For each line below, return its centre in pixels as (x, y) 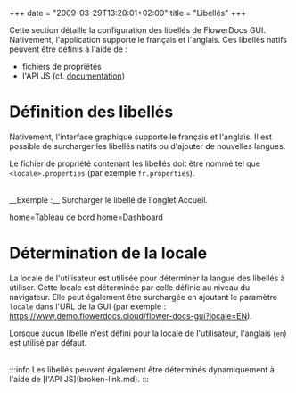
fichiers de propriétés (62, 67)
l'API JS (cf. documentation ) (73, 76)
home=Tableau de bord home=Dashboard (86, 217)
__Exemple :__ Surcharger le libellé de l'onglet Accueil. (108, 199)
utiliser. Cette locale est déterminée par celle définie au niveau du (130, 287)
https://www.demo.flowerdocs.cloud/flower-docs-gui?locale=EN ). (131, 315)
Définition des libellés (91, 112)
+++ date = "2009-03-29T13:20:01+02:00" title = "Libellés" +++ (128, 13)
